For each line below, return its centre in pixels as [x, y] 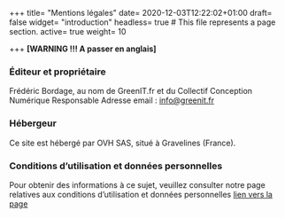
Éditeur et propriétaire [58, 72]
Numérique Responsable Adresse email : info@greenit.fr [112, 100]
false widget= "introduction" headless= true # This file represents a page [142, 22]
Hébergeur [33, 123]
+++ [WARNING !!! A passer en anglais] [83, 49]
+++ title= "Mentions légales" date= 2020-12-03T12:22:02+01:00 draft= [141, 13]
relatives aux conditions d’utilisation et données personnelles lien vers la [141, 194]
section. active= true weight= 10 [68, 31]
